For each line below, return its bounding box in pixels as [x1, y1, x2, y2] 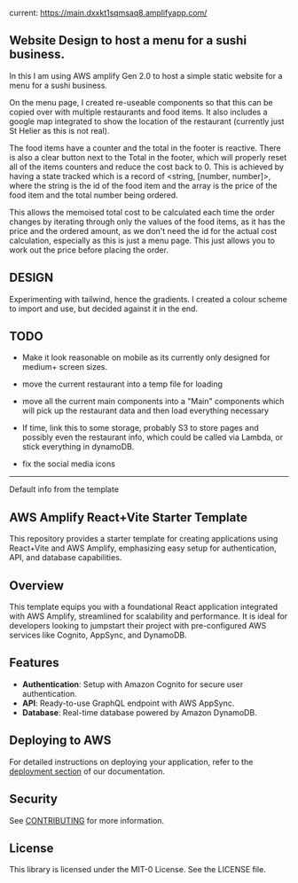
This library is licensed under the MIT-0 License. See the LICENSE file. [9, 864, 266, 875]
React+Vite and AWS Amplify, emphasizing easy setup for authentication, [9, 543, 277, 553]
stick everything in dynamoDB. [21, 441, 135, 452]
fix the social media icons [21, 458, 115, 469]
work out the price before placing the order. [9, 244, 169, 255]
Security [9, 792, 58, 807]
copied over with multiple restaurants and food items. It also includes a [9, 106, 268, 117]
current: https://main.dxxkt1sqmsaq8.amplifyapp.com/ [9, 8, 208, 18]
